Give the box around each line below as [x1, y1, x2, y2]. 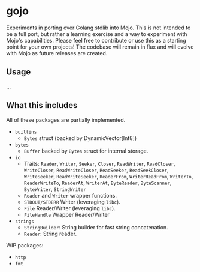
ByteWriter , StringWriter [23, 185, 87, 193]
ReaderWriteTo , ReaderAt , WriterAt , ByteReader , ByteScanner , [23, 179, 172, 186]
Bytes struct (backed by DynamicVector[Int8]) [23, 134, 137, 142]
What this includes [6, 100, 78, 110]
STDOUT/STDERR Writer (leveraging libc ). [23, 198, 121, 205]
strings [14, 218, 34, 225]
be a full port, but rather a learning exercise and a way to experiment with [6, 30, 187, 37]
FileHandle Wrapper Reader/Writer [23, 211, 110, 218]
